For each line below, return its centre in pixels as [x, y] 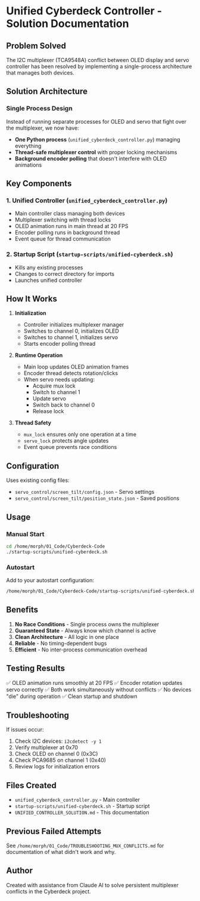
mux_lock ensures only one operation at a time [80, 435]
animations [28, 165]
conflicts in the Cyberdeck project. [49, 891]
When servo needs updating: [59, 380]
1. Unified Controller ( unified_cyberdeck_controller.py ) [87, 200]
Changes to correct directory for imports [65, 273]
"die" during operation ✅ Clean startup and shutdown [72, 696]
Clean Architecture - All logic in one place [67, 636]
